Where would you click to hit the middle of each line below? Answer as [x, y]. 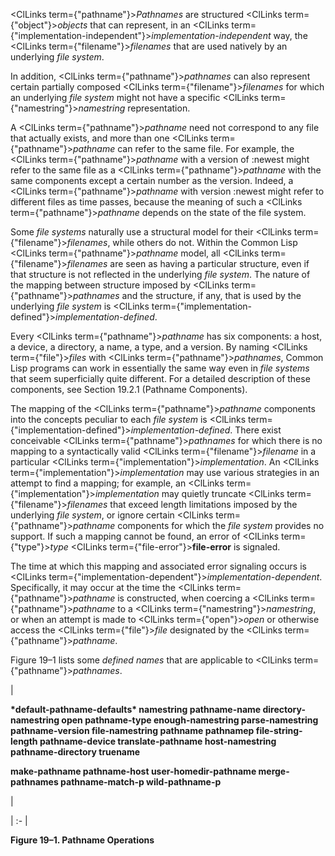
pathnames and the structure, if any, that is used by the [187, 295]
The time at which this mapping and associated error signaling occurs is [158, 566]
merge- [274, 771]
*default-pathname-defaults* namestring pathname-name [136, 709]
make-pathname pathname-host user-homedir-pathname [133, 771]
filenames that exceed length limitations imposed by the [182, 504]
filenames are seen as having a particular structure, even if [188, 263]
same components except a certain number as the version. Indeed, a [152, 180]
